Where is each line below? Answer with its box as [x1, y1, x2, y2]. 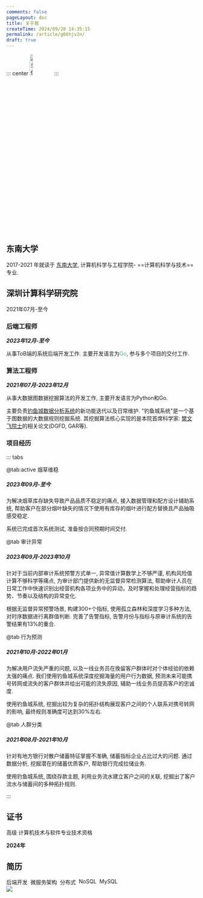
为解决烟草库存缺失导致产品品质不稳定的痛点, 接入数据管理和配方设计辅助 [6, 497, 189, 504]
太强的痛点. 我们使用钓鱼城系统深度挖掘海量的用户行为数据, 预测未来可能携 [6, 672, 192, 680]
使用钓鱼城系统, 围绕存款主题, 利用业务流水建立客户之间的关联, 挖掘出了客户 [6, 773, 195, 780]
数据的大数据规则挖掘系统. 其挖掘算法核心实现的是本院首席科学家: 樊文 [16, 415, 192, 422]
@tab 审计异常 [6, 538, 42, 545]
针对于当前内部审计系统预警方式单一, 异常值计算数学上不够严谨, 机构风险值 [6, 570, 192, 577]
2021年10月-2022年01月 [6, 649, 68, 656]
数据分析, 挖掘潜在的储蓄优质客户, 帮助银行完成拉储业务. [6, 760, 146, 768]
